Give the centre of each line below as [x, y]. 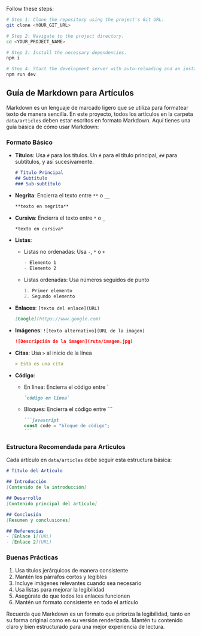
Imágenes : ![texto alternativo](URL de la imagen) [80, 330]
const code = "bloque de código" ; [67, 426]
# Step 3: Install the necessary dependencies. [67, 52]
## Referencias [25, 531]
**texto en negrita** [42, 206]
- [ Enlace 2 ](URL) [29, 542]
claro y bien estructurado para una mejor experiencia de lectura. [86, 627]
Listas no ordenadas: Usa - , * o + [65, 252]
